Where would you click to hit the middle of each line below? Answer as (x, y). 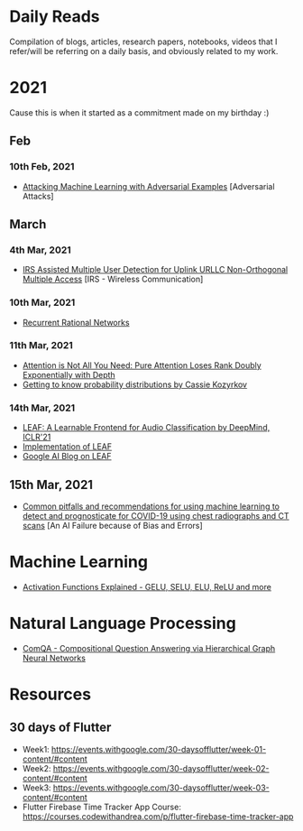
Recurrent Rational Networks (76, 322)
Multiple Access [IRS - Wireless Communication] (113, 279)
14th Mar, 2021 (42, 408)
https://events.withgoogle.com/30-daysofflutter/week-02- (161, 768)
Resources (50, 694)
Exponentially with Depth (69, 374)
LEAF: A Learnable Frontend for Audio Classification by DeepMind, (146, 428)
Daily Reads (55, 17)
